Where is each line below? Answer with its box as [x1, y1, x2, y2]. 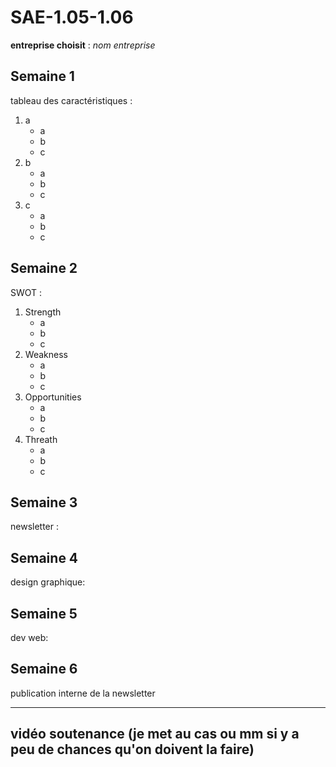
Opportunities [24, 391, 82, 403]
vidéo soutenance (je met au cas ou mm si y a [10, 726, 300, 743]
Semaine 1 [10, 68, 75, 85]
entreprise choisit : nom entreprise [10, 39, 156, 51]
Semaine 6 [10, 661, 78, 678]
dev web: [10, 632, 49, 643]
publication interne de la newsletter [10, 687, 156, 699]
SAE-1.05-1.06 [10, 6, 134, 29]
